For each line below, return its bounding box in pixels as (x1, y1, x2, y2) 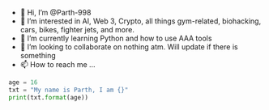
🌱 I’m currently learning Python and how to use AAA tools (19, 33, 212, 43)
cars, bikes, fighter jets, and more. (19, 25, 135, 34)
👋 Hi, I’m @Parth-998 (19, 8, 92, 17)
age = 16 (8, 78, 38, 87)
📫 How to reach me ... (19, 60, 96, 69)
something (19, 51, 57, 60)
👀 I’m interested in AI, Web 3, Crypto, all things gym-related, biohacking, (19, 16, 262, 26)
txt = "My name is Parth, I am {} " (8, 86, 129, 94)
